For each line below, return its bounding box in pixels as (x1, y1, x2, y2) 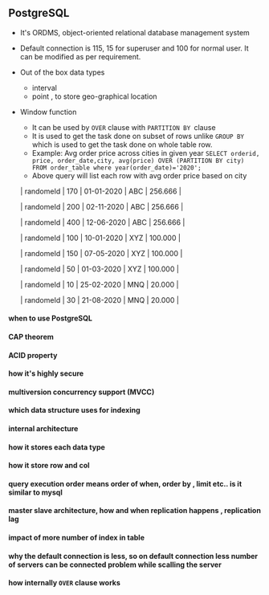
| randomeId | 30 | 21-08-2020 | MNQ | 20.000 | (19, 295, 179, 304)
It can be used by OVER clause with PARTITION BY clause (31, 122, 216, 132)
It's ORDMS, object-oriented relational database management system (19, 27, 251, 37)
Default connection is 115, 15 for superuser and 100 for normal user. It (19, 43, 249, 53)
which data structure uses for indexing (8, 405, 141, 415)
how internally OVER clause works (8, 578, 120, 588)
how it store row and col (8, 461, 90, 471)
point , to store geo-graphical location (31, 92, 158, 101)
